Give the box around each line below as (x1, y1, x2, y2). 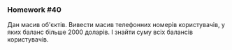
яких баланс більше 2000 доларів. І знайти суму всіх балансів (7, 28, 194, 36)
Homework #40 (7, 5, 61, 15)
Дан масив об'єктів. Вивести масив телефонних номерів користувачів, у (7, 21, 226, 29)
